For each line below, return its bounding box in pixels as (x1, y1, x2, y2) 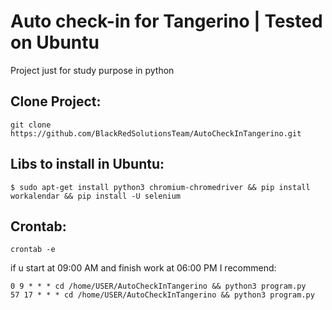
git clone (10, 120, 52, 130)
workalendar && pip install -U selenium (10, 191, 182, 201)
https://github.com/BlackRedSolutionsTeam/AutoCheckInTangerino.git (10, 128, 302, 139)
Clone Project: (10, 93, 102, 110)
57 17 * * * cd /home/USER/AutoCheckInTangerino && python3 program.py (10, 290, 315, 300)
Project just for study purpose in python (10, 64, 175, 76)
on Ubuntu (10, 31, 100, 54)
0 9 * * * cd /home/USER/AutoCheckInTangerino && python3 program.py (10, 281, 307, 292)
